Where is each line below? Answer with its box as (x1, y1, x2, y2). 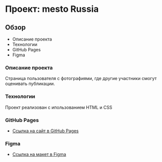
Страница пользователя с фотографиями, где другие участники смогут (5, 76, 157, 81)
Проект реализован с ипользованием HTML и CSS (5, 104, 112, 110)
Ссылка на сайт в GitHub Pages (12, 127, 79, 134)
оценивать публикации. (5, 81, 55, 87)
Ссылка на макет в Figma (12, 152, 66, 158)
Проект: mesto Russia (5, 3, 99, 15)
